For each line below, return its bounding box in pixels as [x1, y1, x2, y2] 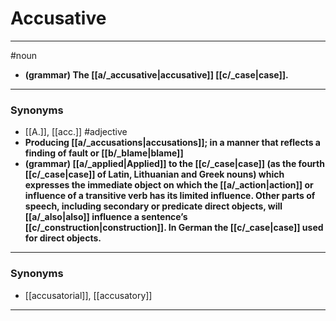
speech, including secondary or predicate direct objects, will [24, 200, 283, 212]
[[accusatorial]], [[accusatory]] [24, 289, 153, 301]
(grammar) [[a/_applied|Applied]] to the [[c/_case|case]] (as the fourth [24, 158, 325, 170]
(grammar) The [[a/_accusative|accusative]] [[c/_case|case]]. [24, 68, 289, 81]
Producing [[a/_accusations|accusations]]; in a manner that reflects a [24, 137, 321, 149]
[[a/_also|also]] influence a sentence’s [24, 211, 188, 223]
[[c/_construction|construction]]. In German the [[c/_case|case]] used [24, 222, 324, 234]
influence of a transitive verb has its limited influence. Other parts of [24, 190, 316, 202]
